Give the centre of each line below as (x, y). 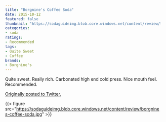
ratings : (14, 38)
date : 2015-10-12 (23, 14)
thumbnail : (16, 24)
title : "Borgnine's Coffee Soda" (40, 10)
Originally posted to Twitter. (33, 94)
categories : (17, 28)
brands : (13, 61)
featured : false (22, 19)
